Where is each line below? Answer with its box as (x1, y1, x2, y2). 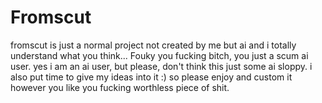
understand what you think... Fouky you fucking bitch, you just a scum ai (10, 49, 309, 61)
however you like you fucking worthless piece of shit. (10, 81, 230, 93)
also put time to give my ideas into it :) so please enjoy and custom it (10, 71, 293, 83)
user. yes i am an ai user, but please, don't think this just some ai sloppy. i (10, 60, 313, 72)
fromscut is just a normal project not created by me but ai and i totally (10, 39, 297, 51)
